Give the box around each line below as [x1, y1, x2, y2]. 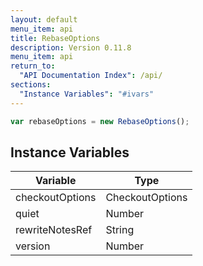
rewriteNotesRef [15, 223, 93, 237]
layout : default [10, 14, 78, 25]
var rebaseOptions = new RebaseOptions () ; [10, 116, 190, 126]
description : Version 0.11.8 [10, 42, 132, 53]
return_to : [10, 61, 56, 71]
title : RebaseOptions [10, 33, 101, 43]
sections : [10, 80, 52, 90]
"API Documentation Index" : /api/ [19, 71, 163, 81]
